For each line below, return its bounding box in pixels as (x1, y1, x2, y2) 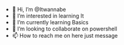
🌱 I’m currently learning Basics (12, 19, 89, 26)
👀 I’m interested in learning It (12, 12, 84, 19)
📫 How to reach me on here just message (12, 32, 118, 39)
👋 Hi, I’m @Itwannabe (12, 6, 66, 13)
